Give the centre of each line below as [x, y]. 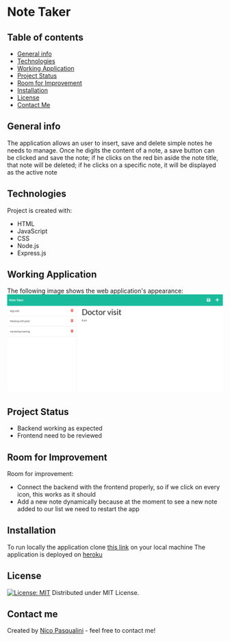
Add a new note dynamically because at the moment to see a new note [117, 502]
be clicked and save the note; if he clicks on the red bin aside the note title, [113, 157]
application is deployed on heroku [55, 554]
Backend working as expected [60, 428]
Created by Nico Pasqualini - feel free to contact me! [81, 631]
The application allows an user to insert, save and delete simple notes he [110, 143]
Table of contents [45, 37]
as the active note [32, 172]
